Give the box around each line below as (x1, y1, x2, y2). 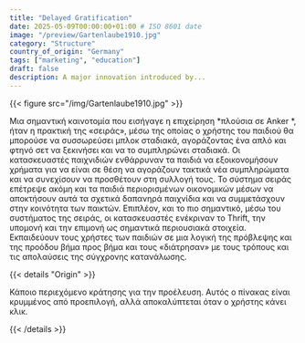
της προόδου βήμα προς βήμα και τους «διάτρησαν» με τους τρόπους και (9, 241, 289, 252)
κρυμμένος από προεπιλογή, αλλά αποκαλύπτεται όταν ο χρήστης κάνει (9, 296, 287, 307)
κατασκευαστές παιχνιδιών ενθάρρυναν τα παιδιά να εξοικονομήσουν (9, 154, 279, 165)
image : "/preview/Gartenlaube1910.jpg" (9, 30, 162, 39)
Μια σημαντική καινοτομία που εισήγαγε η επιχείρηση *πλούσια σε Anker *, (9, 115, 297, 126)
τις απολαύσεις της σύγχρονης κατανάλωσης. (9, 251, 187, 262)
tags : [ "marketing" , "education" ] (9, 56, 142, 65)
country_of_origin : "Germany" (9, 47, 125, 57)
